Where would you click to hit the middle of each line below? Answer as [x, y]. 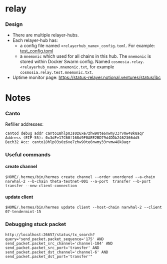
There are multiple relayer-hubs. [45, 35]
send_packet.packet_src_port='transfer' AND [52, 248]
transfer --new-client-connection [41, 186]
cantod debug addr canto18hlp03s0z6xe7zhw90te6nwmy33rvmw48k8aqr [74, 133]
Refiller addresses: [24, 124]
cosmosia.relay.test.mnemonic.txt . [56, 72]
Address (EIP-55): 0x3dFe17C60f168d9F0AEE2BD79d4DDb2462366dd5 [72, 138]
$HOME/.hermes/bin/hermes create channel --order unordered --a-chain [80, 177]
